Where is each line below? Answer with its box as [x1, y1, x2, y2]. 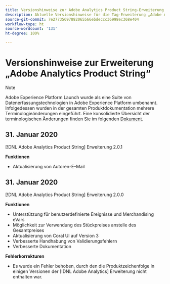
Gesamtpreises [12, 227, 45, 233]
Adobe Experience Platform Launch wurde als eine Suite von [5, 94, 132, 100]
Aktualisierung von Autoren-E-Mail [12, 163, 85, 169]
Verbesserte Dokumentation [12, 243, 72, 249]
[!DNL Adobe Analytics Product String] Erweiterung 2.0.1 [5, 144, 123, 150]
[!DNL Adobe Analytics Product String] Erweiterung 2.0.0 [5, 192, 124, 198]
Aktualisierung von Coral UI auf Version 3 [12, 232, 99, 239]
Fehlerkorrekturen [5, 253, 45, 259]
